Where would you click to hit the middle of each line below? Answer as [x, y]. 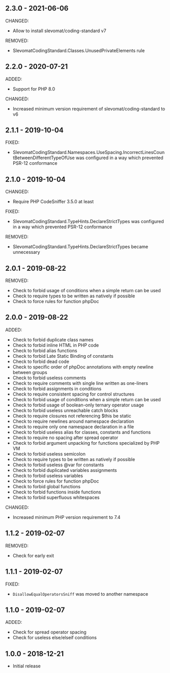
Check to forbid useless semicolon [49, 454]
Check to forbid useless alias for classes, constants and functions [82, 432]
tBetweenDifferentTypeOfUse [44, 158]
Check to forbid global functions [47, 486]
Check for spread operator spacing [49, 632]
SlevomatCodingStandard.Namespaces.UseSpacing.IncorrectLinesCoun [89, 153]
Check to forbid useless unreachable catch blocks [65, 410]
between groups [30, 372]
